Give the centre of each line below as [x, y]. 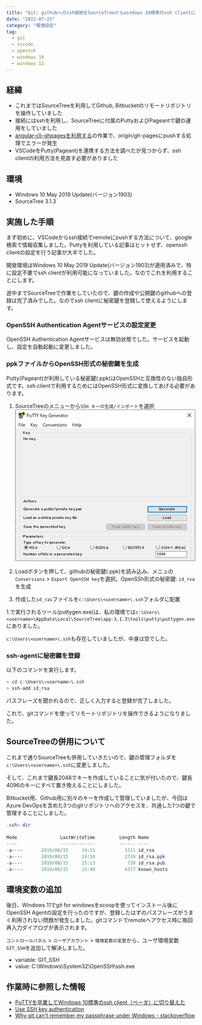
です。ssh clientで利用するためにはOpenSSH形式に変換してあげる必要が [101, 385]
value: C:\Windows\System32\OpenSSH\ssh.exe [75, 966]
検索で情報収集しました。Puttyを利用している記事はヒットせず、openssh [97, 245]
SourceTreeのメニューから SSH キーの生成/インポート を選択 [84, 406]
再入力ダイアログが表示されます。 [48, 928]
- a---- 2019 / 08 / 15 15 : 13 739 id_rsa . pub [86, 863]
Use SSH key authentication [50, 1009]
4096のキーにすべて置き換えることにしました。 [65, 785]
